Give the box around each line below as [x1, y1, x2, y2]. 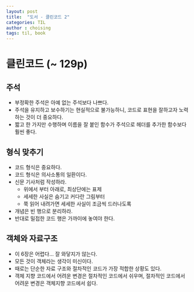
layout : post [6, 8, 38, 15]
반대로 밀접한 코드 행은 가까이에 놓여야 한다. [14, 215, 115, 222]
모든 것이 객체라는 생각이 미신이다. [14, 257, 93, 264]
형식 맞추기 [6, 147, 44, 157]
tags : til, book [6, 30, 46, 36]
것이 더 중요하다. [25, 114, 63, 121]
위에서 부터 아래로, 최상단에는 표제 [23, 185, 102, 193]
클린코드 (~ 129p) [6, 57, 88, 71]
